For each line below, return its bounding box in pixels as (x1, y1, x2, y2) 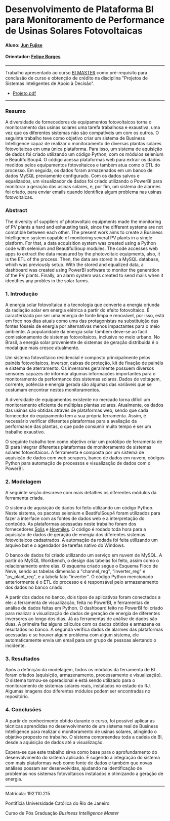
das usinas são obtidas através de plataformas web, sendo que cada (5, 407, 149, 413)
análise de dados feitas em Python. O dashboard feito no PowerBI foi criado (5, 605, 163, 611)
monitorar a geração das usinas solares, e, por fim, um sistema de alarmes (5, 184, 161, 190)
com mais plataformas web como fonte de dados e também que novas (5, 760, 153, 766)
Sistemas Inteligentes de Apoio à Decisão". (5, 80, 95, 87)
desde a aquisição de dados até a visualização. (5, 739, 104, 745)
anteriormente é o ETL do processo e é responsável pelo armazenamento (5, 579, 159, 585)
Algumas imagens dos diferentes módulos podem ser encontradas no (5, 688, 151, 694)
